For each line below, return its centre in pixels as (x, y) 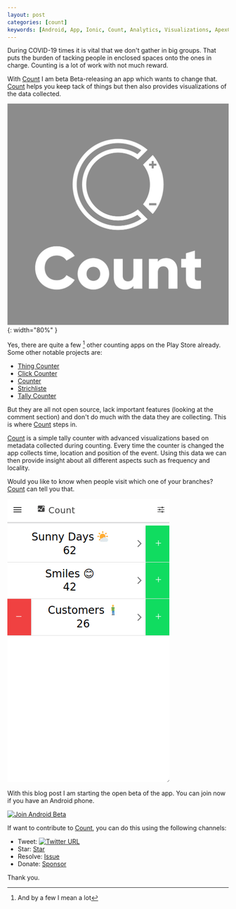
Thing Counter (38, 366)
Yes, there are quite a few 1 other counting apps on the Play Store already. (114, 344)
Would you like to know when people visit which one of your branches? (110, 481)
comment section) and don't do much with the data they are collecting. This (117, 417)
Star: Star (31, 849)
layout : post (26, 15)
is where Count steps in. (42, 424)
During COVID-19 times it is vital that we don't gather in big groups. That (112, 51)
